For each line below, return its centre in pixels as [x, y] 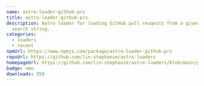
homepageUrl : [23, 62]
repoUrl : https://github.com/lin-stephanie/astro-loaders [81, 57]
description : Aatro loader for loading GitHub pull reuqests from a [95, 23]
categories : [21, 35]
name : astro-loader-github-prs [46, 12]
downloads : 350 [25, 74]
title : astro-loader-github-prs [47, 18]
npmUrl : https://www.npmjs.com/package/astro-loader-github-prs [89, 51]
